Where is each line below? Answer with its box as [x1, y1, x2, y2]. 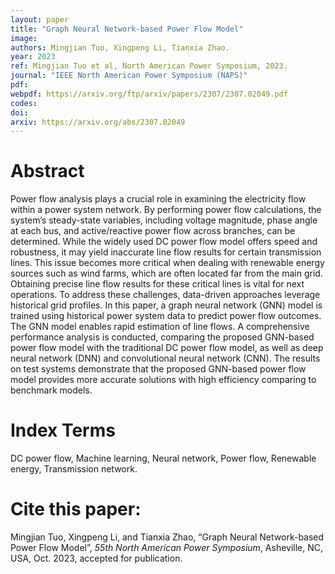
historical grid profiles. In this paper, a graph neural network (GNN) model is [10, 299, 323, 311]
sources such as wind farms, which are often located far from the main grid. [10, 267, 323, 280]
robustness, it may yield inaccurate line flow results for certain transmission [10, 246, 322, 258]
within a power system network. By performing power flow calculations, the [10, 204, 322, 216]
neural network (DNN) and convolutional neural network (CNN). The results [10, 352, 321, 365]
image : [10, 33, 38, 43]
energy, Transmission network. [10, 463, 138, 475]
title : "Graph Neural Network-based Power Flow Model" [10, 24, 244, 34]
